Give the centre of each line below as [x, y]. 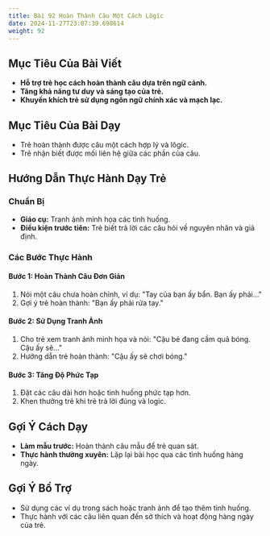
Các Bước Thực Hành [50, 257]
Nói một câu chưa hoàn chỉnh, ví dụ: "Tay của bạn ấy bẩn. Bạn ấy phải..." [141, 294]
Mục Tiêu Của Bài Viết [65, 63]
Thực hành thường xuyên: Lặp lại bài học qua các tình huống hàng [131, 455]
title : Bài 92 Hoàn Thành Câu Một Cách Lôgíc [86, 16]
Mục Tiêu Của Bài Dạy [64, 125]
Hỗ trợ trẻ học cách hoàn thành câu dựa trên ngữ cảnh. [114, 83]
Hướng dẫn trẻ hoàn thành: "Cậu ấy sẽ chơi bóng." [104, 356]
